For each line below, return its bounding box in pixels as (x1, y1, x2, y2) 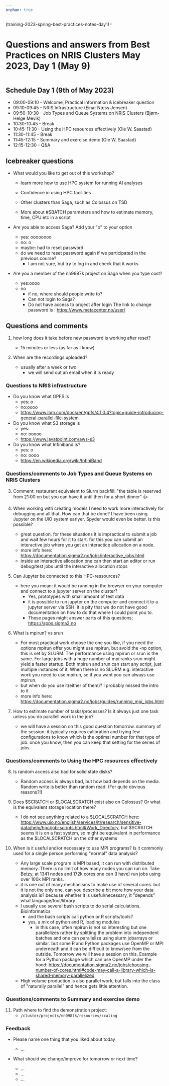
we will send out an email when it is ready (28, 369, 114, 375)
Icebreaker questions (6, 157, 74, 165)
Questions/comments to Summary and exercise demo (6, 995, 140, 1002)
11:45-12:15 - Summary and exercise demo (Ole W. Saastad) (13, 137, 136, 143)
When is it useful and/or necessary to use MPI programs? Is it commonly (13, 845, 163, 851)
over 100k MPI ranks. (20, 876, 64, 882)
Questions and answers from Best (6, 39, 150, 50)
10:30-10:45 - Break (13, 121, 55, 127)
